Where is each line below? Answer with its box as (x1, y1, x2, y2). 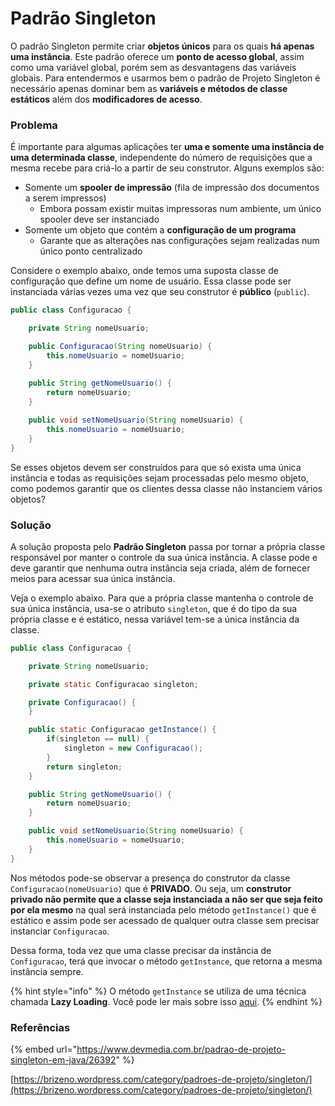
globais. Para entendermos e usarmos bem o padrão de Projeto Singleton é (10, 72, 321, 84)
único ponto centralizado (39, 245, 143, 257)
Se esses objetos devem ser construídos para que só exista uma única (10, 461, 302, 473)
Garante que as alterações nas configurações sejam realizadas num (39, 235, 320, 247)
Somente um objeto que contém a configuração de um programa (24, 224, 297, 236)
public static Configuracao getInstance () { (28, 725, 217, 735)
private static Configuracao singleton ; (28, 679, 199, 689)
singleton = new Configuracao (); (63, 743, 203, 754)
